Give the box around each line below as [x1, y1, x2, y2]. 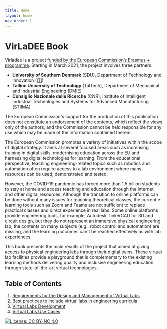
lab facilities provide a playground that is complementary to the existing [5, 254, 152, 260]
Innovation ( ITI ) [12, 77, 44, 83]
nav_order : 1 [5, 18, 32, 23]
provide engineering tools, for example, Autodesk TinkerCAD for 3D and [5, 213, 153, 219]
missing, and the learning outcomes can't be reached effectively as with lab [5, 229, 161, 235]
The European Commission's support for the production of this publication [5, 114, 158, 120]
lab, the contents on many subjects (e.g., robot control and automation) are [5, 223, 160, 229]
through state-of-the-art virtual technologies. [5, 265, 98, 271]
